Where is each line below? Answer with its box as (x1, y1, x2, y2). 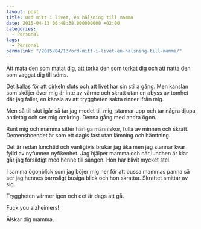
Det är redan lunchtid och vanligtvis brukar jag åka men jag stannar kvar (6, 143, 186, 151)
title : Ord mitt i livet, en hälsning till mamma (6, 14, 134, 20)
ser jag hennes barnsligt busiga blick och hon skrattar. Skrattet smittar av (6, 174, 188, 181)
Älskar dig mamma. (6, 215, 54, 223)
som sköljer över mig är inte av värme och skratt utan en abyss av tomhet (6, 89, 189, 96)
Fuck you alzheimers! (6, 204, 59, 211)
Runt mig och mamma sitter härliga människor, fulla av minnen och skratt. (6, 125, 189, 133)
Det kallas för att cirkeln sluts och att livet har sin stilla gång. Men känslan (6, 83, 189, 90)
